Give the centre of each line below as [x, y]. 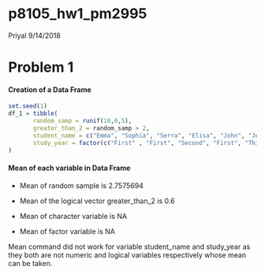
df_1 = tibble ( [33, 114]
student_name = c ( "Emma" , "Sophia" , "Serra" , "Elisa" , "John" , [139, 135]
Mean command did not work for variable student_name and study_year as [129, 246]
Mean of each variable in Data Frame [69, 168]
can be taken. [30, 263]
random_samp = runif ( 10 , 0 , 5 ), [82, 121]
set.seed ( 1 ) [28, 106]
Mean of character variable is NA [73, 216]
